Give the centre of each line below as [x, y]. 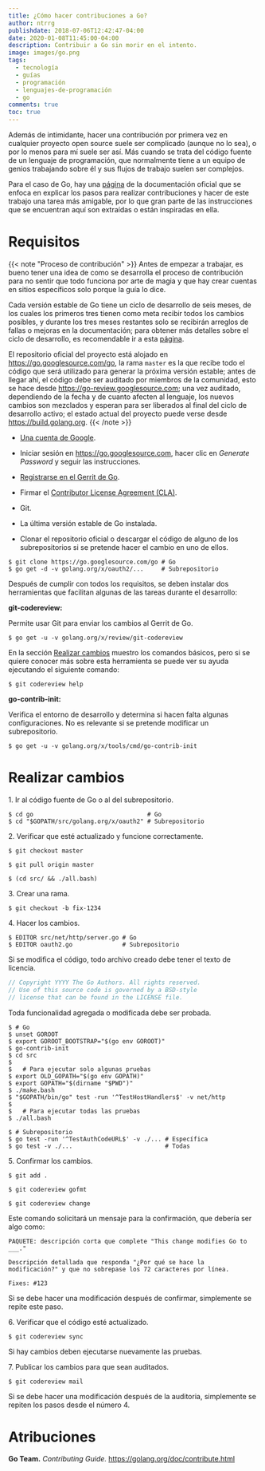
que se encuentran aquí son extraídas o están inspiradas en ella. [114, 210]
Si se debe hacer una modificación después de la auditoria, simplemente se [132, 1396]
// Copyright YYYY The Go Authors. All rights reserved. [105, 983]
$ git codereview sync [46, 1337]
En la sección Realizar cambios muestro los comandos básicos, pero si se [129, 652]
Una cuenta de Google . [58, 437]
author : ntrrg [32, 23]
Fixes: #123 [28, 1283]
